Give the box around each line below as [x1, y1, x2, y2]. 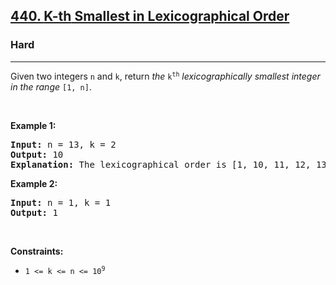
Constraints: [10, 245, 64, 257]
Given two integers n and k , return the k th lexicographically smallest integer [10, 70, 321, 82]
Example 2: [10, 177, 58, 189]
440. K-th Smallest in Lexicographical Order [10, 8, 290, 25]
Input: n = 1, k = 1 [10, 197, 112, 208]
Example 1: [10, 119, 57, 131]
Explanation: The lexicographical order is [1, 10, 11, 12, [10, 159, 312, 170]
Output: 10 [10, 149, 64, 160]
